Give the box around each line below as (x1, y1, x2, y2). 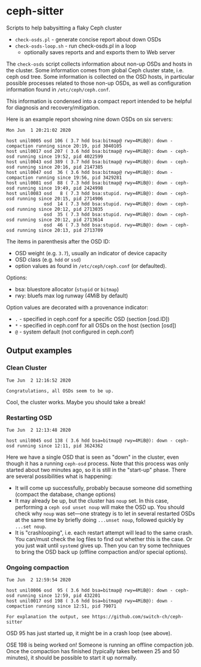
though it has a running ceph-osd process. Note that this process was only (6, 459, 189, 467)
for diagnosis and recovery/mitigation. (6, 104, 100, 111)
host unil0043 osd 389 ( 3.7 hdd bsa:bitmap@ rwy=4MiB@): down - (6, 158, 173, 165)
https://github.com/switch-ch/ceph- (92, 614, 184, 620)
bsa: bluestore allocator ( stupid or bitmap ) (14, 285, 119, 293)
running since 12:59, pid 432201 (17, 593, 101, 599)
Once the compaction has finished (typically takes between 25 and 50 (6, 648, 180, 655)
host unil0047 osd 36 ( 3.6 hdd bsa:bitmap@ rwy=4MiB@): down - (6, 169, 173, 175)
